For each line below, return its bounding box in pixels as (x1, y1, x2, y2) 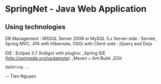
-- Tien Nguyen (5, 73, 37, 79)
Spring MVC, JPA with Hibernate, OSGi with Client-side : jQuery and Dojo (5, 41, 153, 47)
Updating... (5, 65, 29, 69)
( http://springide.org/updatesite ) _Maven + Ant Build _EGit (5, 55, 122, 61)
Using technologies (5, 23, 66, 31)
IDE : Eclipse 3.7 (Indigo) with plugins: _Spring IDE (5, 50, 106, 56)
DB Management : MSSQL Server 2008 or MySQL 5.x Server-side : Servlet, (5, 35, 157, 41)
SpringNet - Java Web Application (5, 3, 147, 15)
